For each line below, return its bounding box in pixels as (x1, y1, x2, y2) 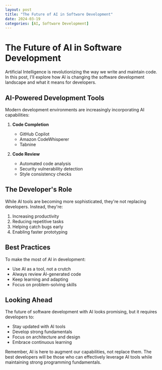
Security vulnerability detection (19, 166, 83, 171)
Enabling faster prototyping (12, 229, 68, 235)
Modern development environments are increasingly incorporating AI (5, 107, 145, 112)
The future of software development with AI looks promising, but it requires (5, 309, 157, 315)
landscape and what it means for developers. (5, 79, 97, 85)
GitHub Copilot (19, 131, 50, 137)
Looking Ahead (5, 296, 53, 304)
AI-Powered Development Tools (5, 94, 105, 102)
